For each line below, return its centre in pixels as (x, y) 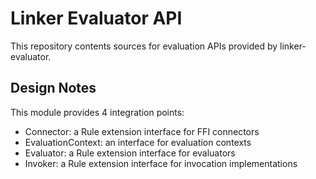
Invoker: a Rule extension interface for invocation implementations (161, 163)
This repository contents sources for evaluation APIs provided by (144, 46)
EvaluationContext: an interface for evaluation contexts (138, 142)
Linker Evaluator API (96, 18)
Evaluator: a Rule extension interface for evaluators (130, 153)
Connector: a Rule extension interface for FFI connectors (142, 131)
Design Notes (53, 88)
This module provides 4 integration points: (97, 112)
